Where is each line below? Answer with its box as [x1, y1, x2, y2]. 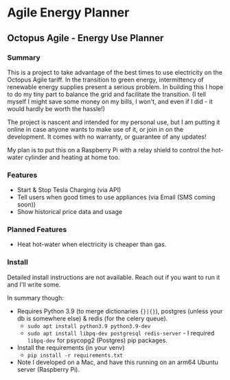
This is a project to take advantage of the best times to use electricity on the [7, 68, 223, 76]
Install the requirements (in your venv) [16, 343, 125, 351]
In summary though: [7, 294, 64, 302]
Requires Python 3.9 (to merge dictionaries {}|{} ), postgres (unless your [16, 307, 223, 315]
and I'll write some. [7, 280, 61, 289]
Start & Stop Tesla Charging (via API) [16, 186, 122, 194]
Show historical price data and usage [16, 208, 122, 216]
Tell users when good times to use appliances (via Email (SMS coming [16, 193, 216, 202]
